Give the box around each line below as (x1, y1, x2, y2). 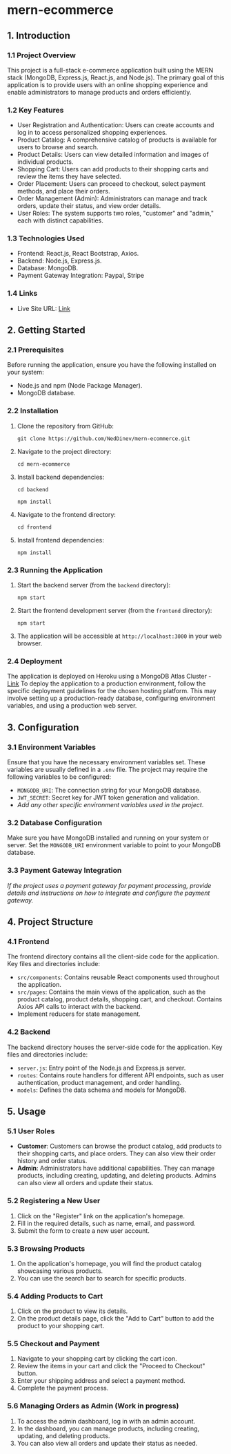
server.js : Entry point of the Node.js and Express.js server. (17, 1064, 186, 1072)
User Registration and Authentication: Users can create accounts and (17, 121, 214, 129)
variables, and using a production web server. (7, 701, 137, 710)
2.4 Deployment (7, 656, 63, 665)
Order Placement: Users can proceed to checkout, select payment (17, 180, 205, 188)
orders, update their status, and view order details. (17, 202, 161, 210)
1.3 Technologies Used (7, 234, 85, 243)
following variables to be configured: (7, 773, 112, 781)
